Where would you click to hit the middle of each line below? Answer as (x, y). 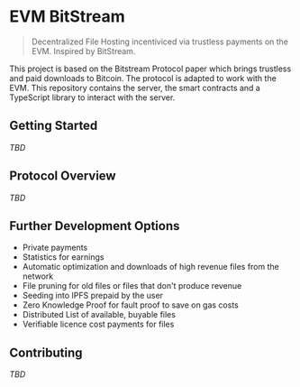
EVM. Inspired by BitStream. (83, 51)
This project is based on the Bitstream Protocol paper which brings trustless (150, 69)
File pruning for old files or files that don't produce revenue (132, 286)
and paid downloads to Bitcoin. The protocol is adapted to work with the (143, 78)
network (38, 276)
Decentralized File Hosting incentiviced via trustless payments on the (160, 41)
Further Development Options (95, 226)
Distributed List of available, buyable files (99, 315)
